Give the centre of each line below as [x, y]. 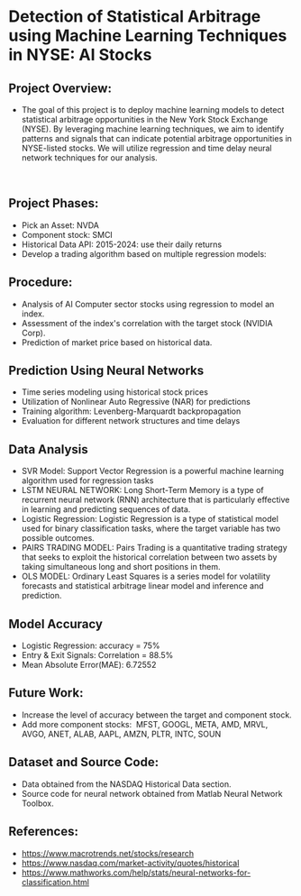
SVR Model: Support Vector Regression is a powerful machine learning [153, 471]
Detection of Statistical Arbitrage [135, 17]
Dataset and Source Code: [84, 762]
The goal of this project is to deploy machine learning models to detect [153, 110]
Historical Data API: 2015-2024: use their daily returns [122, 244]
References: [43, 832]
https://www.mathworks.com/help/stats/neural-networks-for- [136, 873]
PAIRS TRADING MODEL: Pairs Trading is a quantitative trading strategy [154, 548]
